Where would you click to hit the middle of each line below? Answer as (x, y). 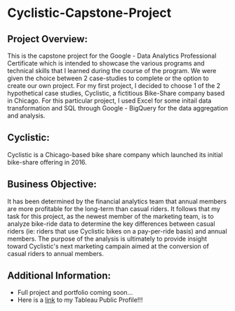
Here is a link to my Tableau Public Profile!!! (80, 300)
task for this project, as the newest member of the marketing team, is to (110, 216)
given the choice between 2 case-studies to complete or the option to (108, 78)
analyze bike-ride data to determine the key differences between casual (111, 224)
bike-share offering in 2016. (47, 162)
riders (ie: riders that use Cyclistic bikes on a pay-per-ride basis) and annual (117, 231)
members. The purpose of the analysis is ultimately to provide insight (107, 239)
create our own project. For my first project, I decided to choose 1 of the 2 (114, 85)
